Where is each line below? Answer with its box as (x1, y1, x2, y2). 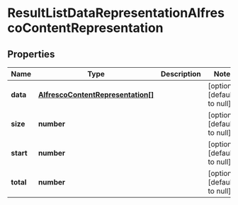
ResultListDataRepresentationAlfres (7, 5, 225, 21)
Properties (7, 48, 55, 60)
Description (160, 69, 201, 78)
